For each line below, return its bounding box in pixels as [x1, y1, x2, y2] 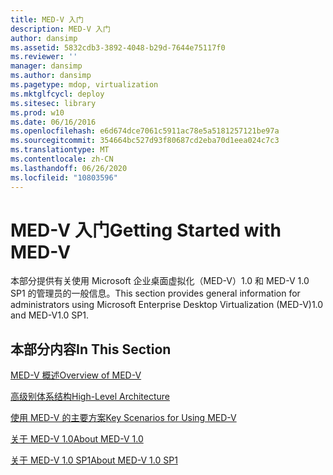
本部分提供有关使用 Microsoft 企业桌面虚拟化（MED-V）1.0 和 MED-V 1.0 [10, 275, 310, 287]
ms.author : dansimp [10, 71, 92, 81]
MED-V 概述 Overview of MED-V [10, 369, 142, 381]
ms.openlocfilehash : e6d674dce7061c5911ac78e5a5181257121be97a [10, 126, 280, 136]
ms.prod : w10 [10, 107, 65, 118]
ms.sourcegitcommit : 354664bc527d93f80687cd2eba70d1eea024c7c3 [10, 136, 280, 146]
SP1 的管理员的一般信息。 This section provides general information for [10, 287, 301, 300]
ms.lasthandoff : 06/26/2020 [10, 163, 128, 173]
